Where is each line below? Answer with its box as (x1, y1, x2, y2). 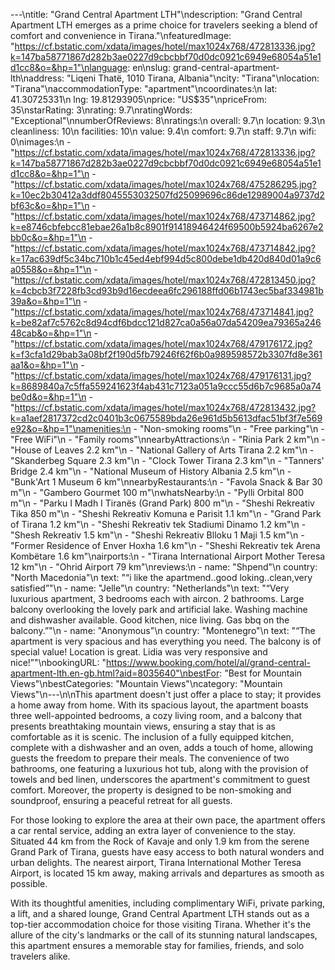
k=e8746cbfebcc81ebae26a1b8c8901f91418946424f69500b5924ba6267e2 (10, 221, 324, 233)
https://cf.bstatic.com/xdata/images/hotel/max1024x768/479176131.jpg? (14, 370, 312, 381)
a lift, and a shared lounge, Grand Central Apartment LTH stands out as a (10, 908, 310, 919)
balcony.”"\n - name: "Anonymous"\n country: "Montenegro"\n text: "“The (10, 625, 316, 636)
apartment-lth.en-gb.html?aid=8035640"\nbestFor (10, 667, 220, 679)
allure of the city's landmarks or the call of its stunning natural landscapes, (10, 929, 318, 941)
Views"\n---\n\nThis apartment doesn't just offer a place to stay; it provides (10, 689, 322, 700)
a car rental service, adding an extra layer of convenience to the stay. (10, 825, 297, 836)
